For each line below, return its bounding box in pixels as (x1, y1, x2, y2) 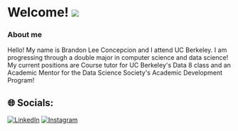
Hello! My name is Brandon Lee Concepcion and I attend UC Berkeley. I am (7, 46, 227, 54)
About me (7, 30, 43, 40)
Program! (7, 76, 35, 85)
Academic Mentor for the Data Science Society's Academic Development (7, 68, 223, 77)
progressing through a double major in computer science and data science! (7, 53, 229, 62)
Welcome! (7, 4, 69, 21)
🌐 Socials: (7, 97, 54, 109)
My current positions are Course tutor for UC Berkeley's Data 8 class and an (7, 61, 232, 70)
